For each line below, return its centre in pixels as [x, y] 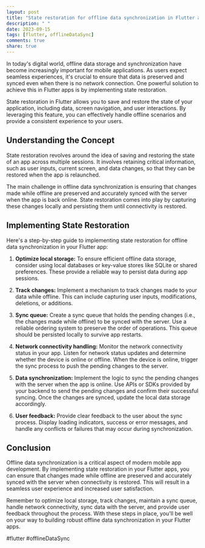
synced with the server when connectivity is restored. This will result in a [98, 482]
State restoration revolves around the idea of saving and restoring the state [101, 155]
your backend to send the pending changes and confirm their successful [107, 390]
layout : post [23, 12]
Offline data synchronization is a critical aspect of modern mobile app [94, 463]
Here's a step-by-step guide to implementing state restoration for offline [97, 240]
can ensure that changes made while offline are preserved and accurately [99, 476]
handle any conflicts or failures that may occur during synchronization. [104, 428]
